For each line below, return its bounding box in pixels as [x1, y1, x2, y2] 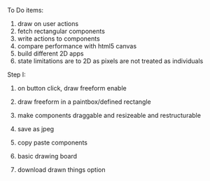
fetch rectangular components [17, 27, 105, 35]
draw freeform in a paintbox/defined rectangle [17, 98, 152, 106]
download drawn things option [17, 166, 106, 174]
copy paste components [17, 138, 87, 147]
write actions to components [17, 34, 100, 43]
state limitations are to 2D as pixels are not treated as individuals [17, 57, 204, 65]
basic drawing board [17, 152, 78, 160]
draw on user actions [17, 20, 79, 27]
